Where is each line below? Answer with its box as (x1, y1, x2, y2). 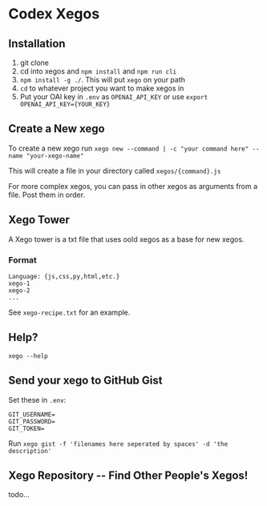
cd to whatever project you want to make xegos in (19, 83, 184, 93)
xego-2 (8, 286, 30, 295)
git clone (19, 58, 50, 67)
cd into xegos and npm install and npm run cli (19, 66, 177, 76)
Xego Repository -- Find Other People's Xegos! (8, 468, 249, 482)
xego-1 (8, 279, 30, 287)
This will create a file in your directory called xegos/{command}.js (8, 166, 221, 175)
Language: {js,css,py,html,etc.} (8, 272, 120, 280)
